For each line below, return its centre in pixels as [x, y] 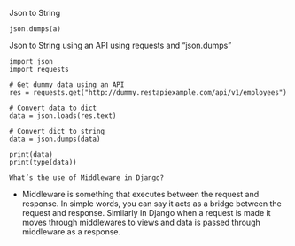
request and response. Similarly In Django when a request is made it [146, 213]
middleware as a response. [71, 232]
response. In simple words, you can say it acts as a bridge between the [151, 204]
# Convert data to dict [53, 108]
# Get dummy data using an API [67, 85]
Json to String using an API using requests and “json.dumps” [120, 45]
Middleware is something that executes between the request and [140, 194]
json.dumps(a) [35, 29]
